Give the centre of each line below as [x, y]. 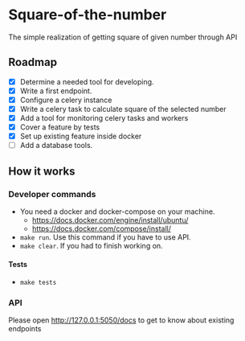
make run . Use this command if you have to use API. [105, 237]
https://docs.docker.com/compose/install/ [101, 228]
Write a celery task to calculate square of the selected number [123, 109]
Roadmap [33, 62]
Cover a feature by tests [60, 127]
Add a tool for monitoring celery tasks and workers [104, 118]
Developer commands [52, 194]
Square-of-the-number [88, 15]
